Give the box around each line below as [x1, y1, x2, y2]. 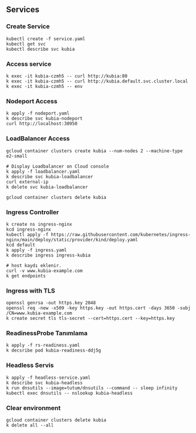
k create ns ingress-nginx [6, 221, 72, 227]
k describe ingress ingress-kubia [6, 252, 91, 258]
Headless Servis [6, 361, 54, 369]
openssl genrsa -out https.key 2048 [6, 300, 96, 306]
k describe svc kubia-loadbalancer [6, 173, 94, 179]
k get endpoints [6, 273, 46, 279]
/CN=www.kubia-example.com [6, 310, 72, 316]
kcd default [6, 242, 35, 248]
